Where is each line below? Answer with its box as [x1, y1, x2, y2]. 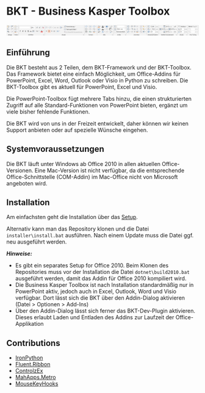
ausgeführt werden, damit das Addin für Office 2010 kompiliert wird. [15, 275, 187, 282]
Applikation [15, 320, 44, 328]
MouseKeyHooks [15, 380, 59, 388]
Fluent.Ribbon [15, 361, 51, 368]
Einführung [6, 48, 50, 58]
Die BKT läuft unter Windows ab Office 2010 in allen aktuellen [6, 160, 160, 167]
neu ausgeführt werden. [6, 238, 67, 245]
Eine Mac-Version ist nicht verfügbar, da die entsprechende [34, 167, 185, 174]
